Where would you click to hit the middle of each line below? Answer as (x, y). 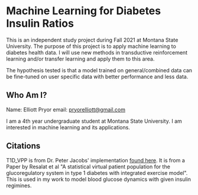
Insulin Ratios (40, 23)
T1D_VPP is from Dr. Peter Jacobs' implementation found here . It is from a (95, 160)
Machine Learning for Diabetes (84, 11)
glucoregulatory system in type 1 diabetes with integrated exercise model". (97, 172)
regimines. (19, 186)
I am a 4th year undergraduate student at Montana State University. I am (94, 121)
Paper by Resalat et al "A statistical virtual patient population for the (88, 167)
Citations (23, 146)
